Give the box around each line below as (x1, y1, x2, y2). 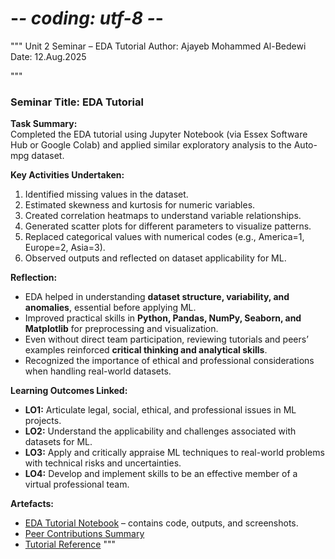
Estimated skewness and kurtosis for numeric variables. (24, 199, 256, 211)
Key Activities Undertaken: (10, 169, 125, 181)
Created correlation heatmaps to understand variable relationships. (24, 210, 302, 222)
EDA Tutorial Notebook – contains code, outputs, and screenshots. (24, 517, 299, 529)
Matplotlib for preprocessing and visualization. (24, 323, 219, 335)
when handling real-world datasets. (24, 365, 172, 377)
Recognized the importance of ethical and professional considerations (24, 355, 315, 367)
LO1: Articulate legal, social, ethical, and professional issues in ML (24, 404, 297, 416)
